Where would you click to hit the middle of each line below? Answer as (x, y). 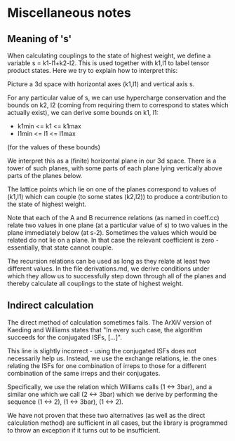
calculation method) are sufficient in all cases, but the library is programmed (117, 423)
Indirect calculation (51, 305)
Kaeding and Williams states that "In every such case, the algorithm (105, 330)
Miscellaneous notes (69, 13)
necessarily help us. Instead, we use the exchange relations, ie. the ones (112, 358)
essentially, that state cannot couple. (60, 247)
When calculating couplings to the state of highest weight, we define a (109, 55)
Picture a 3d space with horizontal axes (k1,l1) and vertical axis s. (101, 84)
